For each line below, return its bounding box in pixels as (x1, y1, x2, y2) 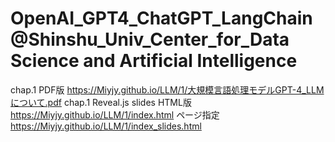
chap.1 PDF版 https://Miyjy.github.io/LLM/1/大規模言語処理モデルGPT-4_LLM (10, 83, 325, 96)
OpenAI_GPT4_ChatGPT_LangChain (10, 7, 313, 30)
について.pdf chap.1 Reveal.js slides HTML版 (10, 96, 192, 108)
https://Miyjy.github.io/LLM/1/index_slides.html (10, 120, 202, 132)
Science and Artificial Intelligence (10, 50, 298, 72)
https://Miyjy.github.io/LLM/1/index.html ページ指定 (10, 108, 220, 121)
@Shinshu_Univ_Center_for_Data (10, 28, 290, 51)
